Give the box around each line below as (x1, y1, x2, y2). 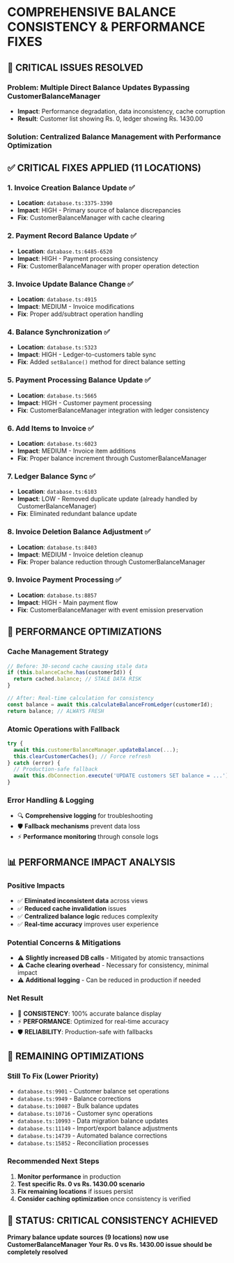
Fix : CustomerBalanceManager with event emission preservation (17, 605, 203, 614)
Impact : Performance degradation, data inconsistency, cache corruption (17, 107, 226, 115)
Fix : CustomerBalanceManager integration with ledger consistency (17, 406, 210, 414)
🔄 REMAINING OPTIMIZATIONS (7, 1050, 144, 1062)
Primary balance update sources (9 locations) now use (7, 1233, 169, 1241)
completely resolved (7, 1248, 68, 1256)
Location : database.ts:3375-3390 (17, 199, 113, 207)
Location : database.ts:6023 (17, 439, 97, 447)
